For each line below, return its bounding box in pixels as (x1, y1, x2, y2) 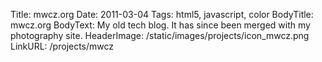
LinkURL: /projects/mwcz (10, 40, 115, 52)
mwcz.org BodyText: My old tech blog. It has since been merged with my (10, 19, 311, 31)
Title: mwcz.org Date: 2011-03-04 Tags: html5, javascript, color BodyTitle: (10, 9, 314, 20)
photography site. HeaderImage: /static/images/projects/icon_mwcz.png (10, 30, 310, 41)
